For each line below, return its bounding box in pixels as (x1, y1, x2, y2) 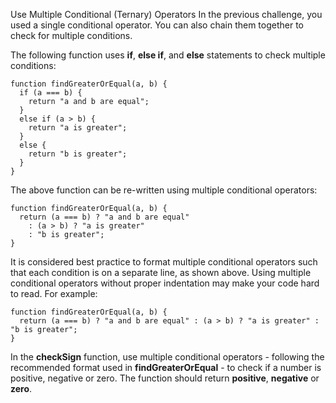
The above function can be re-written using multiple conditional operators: (10, 184, 318, 196)
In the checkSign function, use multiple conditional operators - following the (10, 351, 325, 363)
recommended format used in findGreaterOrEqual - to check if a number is (10, 362, 322, 373)
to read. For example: (10, 288, 98, 299)
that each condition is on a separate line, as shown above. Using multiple (10, 267, 312, 278)
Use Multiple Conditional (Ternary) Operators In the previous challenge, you (10, 9, 323, 20)
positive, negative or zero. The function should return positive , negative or (10, 372, 320, 384)
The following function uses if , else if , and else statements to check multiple (10, 49, 326, 61)
